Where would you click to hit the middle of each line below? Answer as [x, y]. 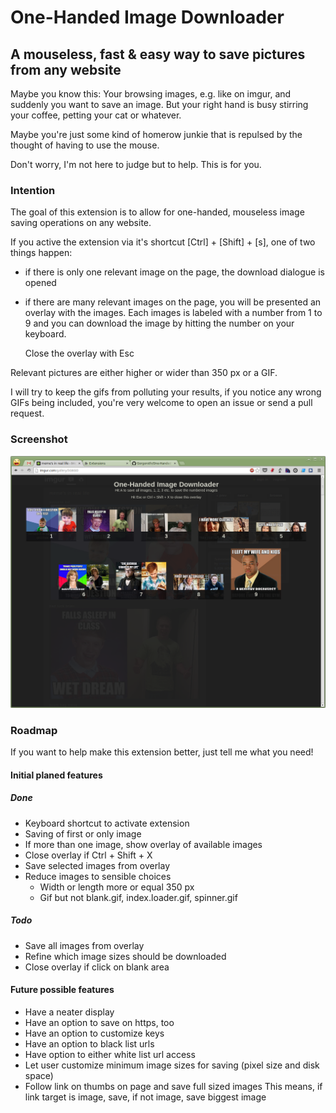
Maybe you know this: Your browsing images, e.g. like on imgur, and [151, 94]
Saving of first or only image [83, 833]
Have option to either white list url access [110, 1054]
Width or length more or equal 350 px [117, 887]
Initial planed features [56, 775]
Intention [33, 190]
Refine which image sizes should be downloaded [125, 956]
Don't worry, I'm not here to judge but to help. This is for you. [136, 164]
